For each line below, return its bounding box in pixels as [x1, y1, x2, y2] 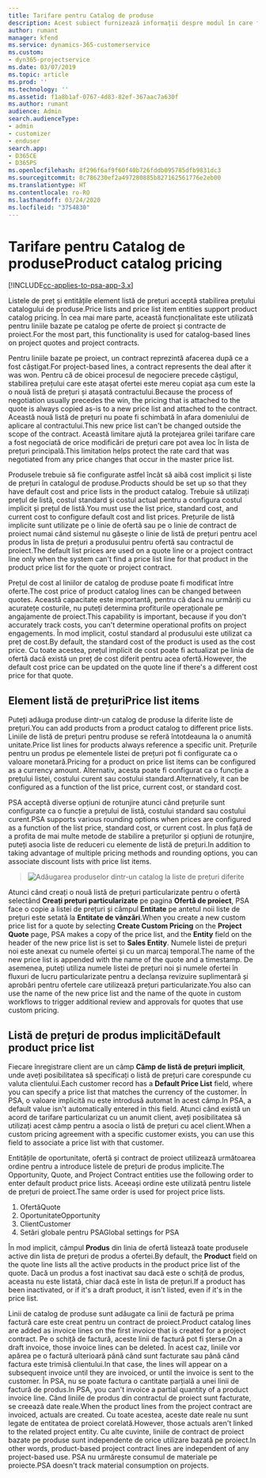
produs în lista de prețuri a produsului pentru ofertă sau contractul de [8, 537, 234, 547]
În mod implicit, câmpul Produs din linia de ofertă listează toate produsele [8, 1242, 249, 1252]
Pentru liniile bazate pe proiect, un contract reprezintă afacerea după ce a [8, 354, 249, 363]
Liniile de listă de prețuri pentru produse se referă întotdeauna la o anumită [8, 731, 252, 742]
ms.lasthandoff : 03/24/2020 [8, 196, 101, 204]
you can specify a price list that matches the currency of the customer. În [8, 1087, 247, 1096]
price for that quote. [8, 671, 74, 681]
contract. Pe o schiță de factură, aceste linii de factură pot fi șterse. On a [8, 1334, 243, 1343]
